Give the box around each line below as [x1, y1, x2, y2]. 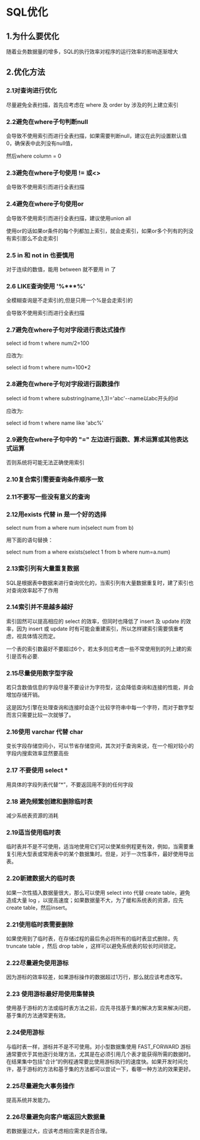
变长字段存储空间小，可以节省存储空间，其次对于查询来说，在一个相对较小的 [6, 742, 194, 749]
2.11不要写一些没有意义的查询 [6, 493, 90, 501]
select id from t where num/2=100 [6, 339, 89, 347]
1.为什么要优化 [6, 31, 60, 41]
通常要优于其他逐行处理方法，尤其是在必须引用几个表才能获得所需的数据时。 [6, 1051, 194, 1058]
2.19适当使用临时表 [6, 828, 61, 836]
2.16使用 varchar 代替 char [6, 728, 83, 736]
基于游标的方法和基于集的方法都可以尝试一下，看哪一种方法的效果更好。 [16, 1065, 194, 1073]
